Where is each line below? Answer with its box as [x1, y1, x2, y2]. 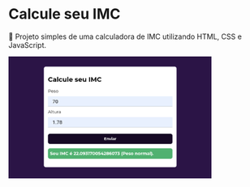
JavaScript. [8, 40, 47, 49]
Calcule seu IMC [8, 5, 121, 23]
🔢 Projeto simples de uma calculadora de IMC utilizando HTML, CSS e [8, 32, 242, 41]
